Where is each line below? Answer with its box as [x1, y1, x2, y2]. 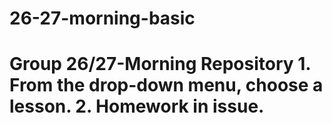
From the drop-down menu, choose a [9, 74, 324, 97]
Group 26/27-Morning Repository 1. [9, 53, 311, 76]
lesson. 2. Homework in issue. [9, 95, 265, 118]
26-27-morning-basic [9, 7, 196, 30]
